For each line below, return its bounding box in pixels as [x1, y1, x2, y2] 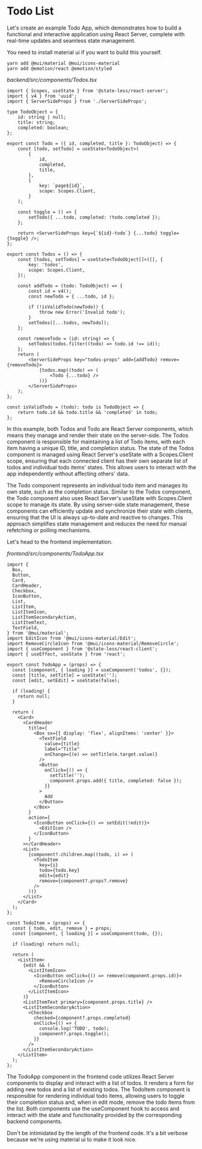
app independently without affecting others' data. [7, 470, 130, 477]
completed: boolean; [17, 125, 69, 131]
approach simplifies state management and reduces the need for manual [7, 520, 187, 527]
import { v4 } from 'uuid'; [7, 93, 78, 99]
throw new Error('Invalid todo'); [38, 309, 126, 315]
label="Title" [44, 746, 80, 752]
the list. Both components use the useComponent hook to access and [7, 1104, 180, 1112]
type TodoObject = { [7, 108, 59, 115]
